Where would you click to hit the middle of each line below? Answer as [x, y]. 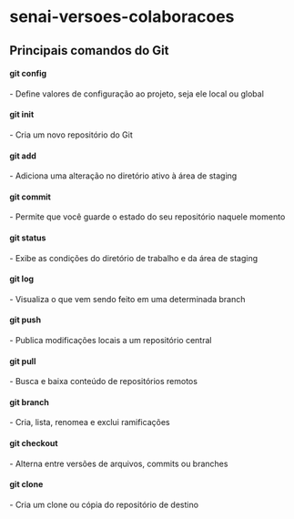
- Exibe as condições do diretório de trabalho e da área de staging [134, 258]
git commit [30, 197]
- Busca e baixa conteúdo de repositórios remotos [104, 382]
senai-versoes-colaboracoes [122, 17]
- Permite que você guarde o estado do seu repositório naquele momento [147, 217]
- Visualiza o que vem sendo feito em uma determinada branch [127, 299]
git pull [23, 361]
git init [22, 115]
